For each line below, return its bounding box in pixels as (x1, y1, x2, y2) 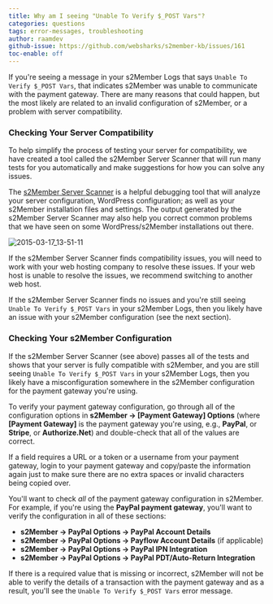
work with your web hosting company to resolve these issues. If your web (8, 262, 256, 272)
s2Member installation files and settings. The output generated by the (8, 204, 242, 214)
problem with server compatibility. (8, 107, 123, 116)
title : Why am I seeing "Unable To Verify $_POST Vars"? (8, 11, 206, 20)
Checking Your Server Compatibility (8, 127, 154, 138)
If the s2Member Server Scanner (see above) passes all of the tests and (8, 351, 249, 361)
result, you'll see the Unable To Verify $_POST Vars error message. (8, 585, 233, 595)
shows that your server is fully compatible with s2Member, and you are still (8, 360, 260, 370)
